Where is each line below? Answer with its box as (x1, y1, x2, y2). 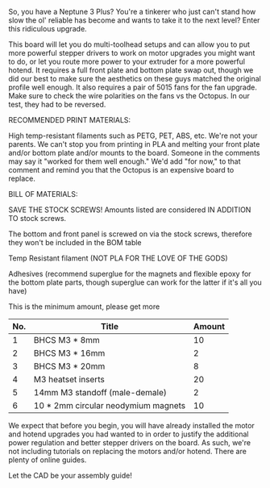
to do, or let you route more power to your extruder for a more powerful (8, 56, 246, 66)
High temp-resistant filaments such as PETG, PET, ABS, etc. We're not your (8, 131, 258, 140)
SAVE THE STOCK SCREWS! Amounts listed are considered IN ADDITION (8, 205, 251, 215)
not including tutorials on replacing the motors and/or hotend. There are (8, 447, 247, 456)
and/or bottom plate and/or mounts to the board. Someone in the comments (8, 148, 260, 157)
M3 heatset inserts (33, 374, 105, 385)
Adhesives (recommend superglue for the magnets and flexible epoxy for (8, 269, 251, 278)
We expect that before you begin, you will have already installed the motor (8, 421, 255, 430)
